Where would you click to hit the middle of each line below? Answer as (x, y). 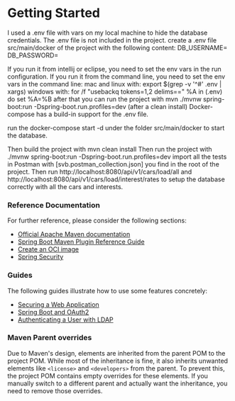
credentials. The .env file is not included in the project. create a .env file (112, 40)
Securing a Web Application (58, 304)
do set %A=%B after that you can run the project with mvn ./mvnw (105, 99)
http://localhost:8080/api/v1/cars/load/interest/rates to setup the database (116, 179)
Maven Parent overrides (50, 338)
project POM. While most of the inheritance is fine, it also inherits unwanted (118, 361)
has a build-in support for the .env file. (93, 114)
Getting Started (54, 13)
